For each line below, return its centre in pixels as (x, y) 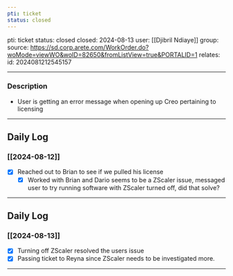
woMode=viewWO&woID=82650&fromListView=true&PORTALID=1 (102, 54)
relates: (209, 54)
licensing (30, 109)
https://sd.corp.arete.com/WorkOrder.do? (89, 47)
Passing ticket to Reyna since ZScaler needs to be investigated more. (116, 259)
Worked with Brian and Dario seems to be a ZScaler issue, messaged (126, 180)
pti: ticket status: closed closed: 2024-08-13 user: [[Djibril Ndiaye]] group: (113, 40)
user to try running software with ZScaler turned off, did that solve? (124, 187)
